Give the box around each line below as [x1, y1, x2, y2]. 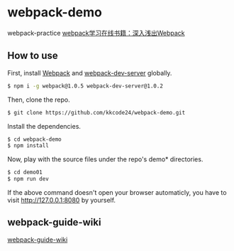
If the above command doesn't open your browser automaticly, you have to [7, 188, 227, 196]
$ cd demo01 [7, 169, 43, 176]
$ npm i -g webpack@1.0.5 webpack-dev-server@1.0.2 [7, 82, 163, 90]
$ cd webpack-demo [7, 136, 62, 143]
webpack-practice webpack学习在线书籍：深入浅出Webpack [7, 28, 186, 37]
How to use [7, 50, 58, 62]
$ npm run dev [7, 176, 50, 183]
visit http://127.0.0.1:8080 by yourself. [7, 196, 116, 204]
